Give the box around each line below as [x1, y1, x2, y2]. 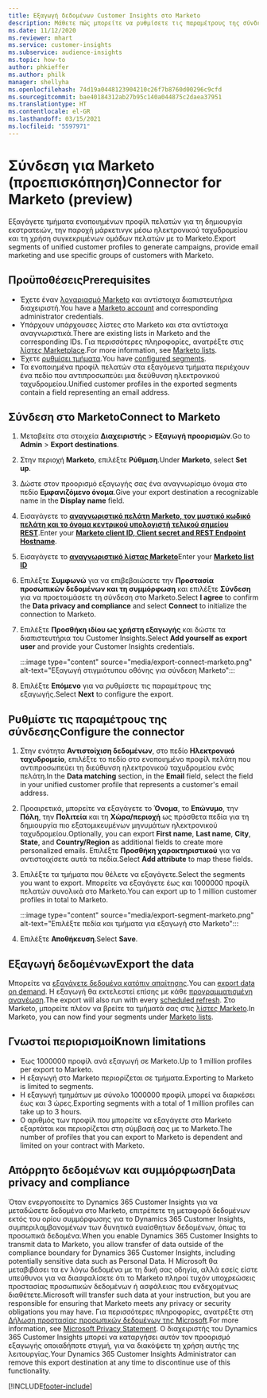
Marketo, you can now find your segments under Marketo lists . [8, 1012, 214, 1021]
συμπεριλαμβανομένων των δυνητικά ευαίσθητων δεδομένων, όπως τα [8, 1222, 246, 1232]
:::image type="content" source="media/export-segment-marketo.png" [19, 910, 254, 920]
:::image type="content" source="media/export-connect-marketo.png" [19, 657, 253, 667]
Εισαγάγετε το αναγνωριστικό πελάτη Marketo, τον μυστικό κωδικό [19, 512, 251, 521]
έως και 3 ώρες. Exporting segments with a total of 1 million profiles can [19, 1098, 254, 1108]
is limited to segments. [19, 1081, 94, 1091]
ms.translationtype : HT [8, 100, 87, 108]
